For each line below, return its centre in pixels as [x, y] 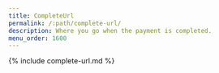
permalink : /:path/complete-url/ [65, 23]
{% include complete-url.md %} [62, 61]
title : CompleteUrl [41, 16]
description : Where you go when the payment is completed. [110, 30]
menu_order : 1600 [38, 38]
